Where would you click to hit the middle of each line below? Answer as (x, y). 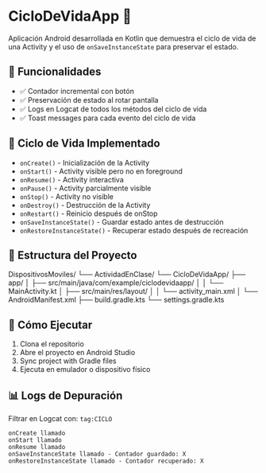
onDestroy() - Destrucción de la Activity (85, 205)
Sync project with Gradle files (68, 361)
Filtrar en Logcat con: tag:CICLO (60, 418)
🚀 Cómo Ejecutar (50, 324)
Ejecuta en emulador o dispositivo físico (85, 369)
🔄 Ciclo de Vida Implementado (84, 144)
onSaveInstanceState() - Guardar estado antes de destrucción (121, 221)
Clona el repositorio (52, 344)
